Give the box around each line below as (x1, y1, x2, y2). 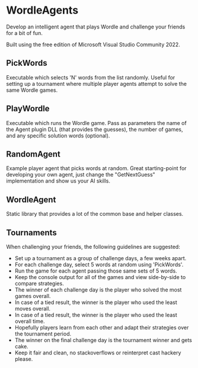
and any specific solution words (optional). (6, 132, 110, 139)
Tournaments (6, 228, 58, 238)
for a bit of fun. (6, 29, 43, 36)
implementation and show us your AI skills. (6, 177, 111, 184)
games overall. (14, 293, 51, 299)
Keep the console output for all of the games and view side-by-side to (14, 274, 186, 280)
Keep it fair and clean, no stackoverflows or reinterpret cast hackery (14, 349, 181, 356)
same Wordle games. (6, 87, 58, 94)
